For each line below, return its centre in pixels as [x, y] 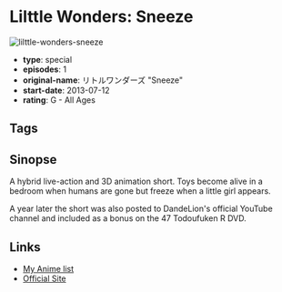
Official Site [44, 278]
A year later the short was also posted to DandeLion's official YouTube [141, 209]
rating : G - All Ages [59, 100]
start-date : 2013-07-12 [66, 90]
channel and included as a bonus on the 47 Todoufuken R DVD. [128, 218]
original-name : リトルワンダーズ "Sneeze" [103, 80]
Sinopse [33, 160]
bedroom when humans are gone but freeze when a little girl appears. [140, 191]
